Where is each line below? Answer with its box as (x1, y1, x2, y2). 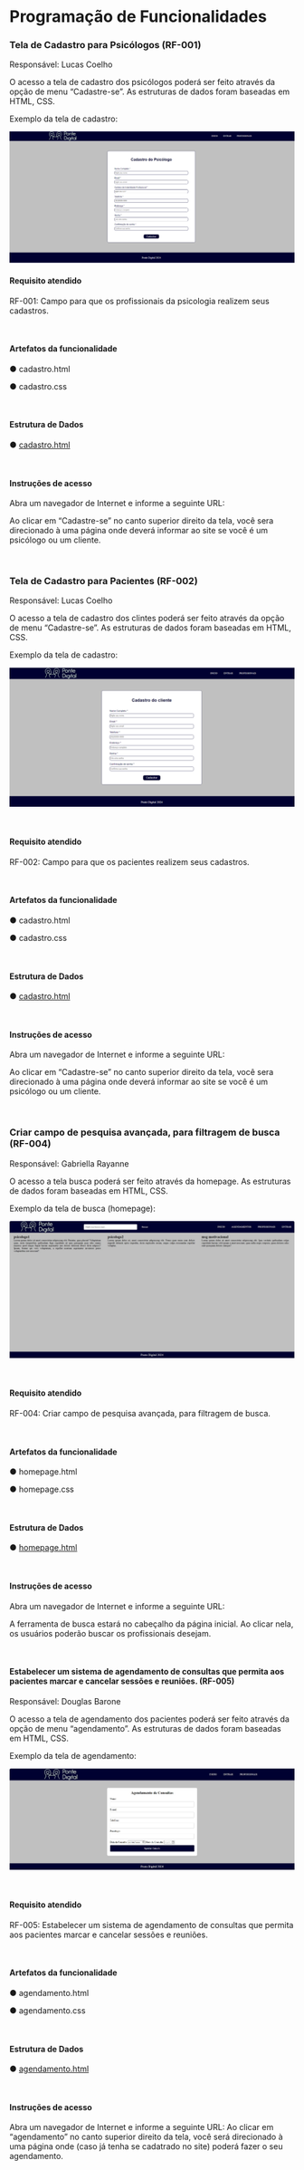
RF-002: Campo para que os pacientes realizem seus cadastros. (9, 856, 251, 867)
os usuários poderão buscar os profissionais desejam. (9, 1627, 212, 1638)
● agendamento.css (9, 2005, 86, 2016)
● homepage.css (9, 1483, 74, 1495)
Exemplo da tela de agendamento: (9, 1750, 138, 1761)
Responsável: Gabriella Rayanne (9, 1157, 129, 1169)
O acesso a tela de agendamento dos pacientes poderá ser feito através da (9, 1714, 290, 1724)
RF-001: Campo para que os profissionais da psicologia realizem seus (9, 295, 270, 306)
